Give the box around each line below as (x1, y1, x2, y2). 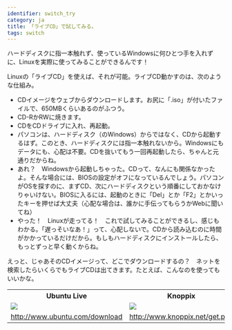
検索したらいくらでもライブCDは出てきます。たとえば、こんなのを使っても (7, 266, 220, 274)
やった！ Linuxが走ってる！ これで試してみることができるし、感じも (17, 217, 220, 225)
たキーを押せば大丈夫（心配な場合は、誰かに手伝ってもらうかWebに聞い (17, 200, 224, 208)
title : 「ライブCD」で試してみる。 (7, 23, 97, 30)
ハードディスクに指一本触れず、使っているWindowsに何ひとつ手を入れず (7, 49, 214, 57)
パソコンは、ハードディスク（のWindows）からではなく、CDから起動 (17, 130, 215, 139)
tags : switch (7, 29, 45, 37)
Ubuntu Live (46, 291, 88, 301)
